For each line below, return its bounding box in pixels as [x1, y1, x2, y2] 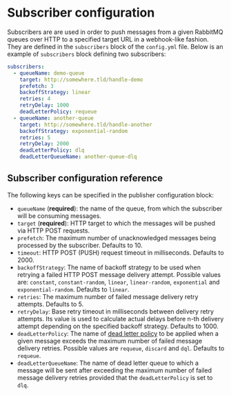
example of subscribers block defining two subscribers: [7, 50, 166, 58]
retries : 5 [19, 134, 51, 141]
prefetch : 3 [19, 82, 54, 89]
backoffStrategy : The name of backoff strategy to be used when [17, 263, 201, 271]
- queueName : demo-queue [13, 69, 85, 77]
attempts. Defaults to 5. [17, 300, 84, 308]
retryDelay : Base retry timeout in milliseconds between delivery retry [17, 307, 214, 316]
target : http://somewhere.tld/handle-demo [19, 76, 143, 83]
